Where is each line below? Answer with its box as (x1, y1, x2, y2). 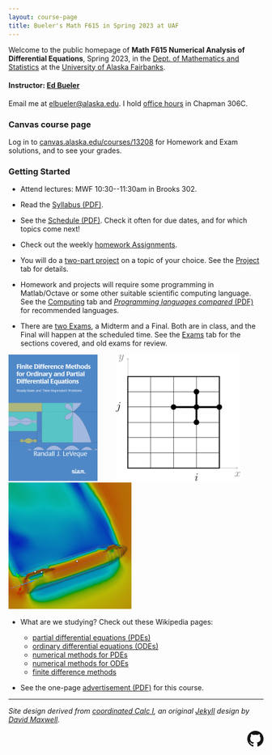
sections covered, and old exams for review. (19, 338, 168, 348)
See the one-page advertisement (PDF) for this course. (19, 683, 204, 693)
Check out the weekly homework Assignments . (19, 240, 178, 250)
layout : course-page (8, 13, 79, 21)
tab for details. (19, 264, 69, 274)
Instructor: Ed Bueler (8, 81, 80, 91)
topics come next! (19, 224, 81, 234)
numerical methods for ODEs (32, 659, 130, 668)
